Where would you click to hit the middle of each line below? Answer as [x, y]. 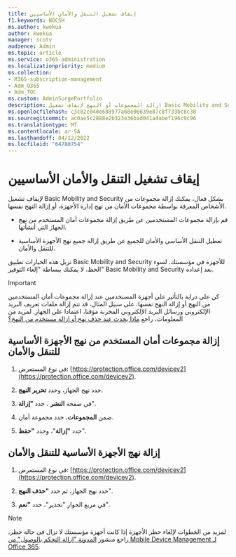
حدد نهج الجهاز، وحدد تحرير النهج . [61, 390]
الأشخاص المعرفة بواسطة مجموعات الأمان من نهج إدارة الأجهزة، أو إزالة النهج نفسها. [117, 206]
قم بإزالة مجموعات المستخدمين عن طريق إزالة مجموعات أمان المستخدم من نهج [123, 220]
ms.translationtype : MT [43, 125]
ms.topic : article [35, 53]
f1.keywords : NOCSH [36, 20]
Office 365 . [24, 546]
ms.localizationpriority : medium [57, 66]
